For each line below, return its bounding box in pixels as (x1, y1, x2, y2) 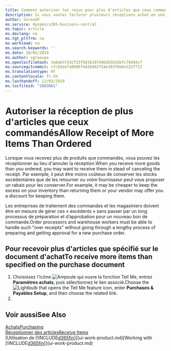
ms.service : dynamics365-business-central (5, 21, 97, 27)
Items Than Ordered (5, 138, 92, 149)
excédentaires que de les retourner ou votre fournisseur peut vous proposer (5, 177, 165, 183)
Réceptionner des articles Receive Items (5, 330, 89, 336)
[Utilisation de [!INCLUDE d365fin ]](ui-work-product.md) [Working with (5, 335, 153, 341)
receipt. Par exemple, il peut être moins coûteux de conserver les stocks (5, 171, 157, 177)
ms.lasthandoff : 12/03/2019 (5, 79, 65, 84)
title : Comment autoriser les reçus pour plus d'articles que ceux (5, 7, 152, 13)
